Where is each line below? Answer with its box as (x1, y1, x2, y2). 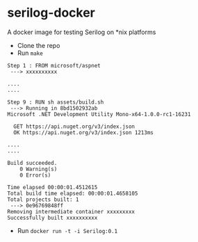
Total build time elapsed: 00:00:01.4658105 (7, 190, 138, 197)
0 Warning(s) (19, 166, 58, 172)
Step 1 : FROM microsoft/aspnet (7, 62, 101, 69)
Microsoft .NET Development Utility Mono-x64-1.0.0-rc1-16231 (7, 111, 191, 118)
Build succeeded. (7, 159, 58, 166)
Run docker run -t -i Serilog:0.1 (17, 226, 118, 234)
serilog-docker (7, 5, 96, 21)
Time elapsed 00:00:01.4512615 (7, 184, 98, 191)
